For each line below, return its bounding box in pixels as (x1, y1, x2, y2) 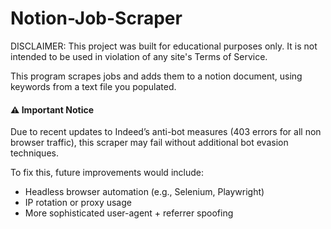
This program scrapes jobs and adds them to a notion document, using (10, 70, 303, 82)
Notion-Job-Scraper (10, 7, 183, 30)
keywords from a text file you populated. (10, 80, 177, 92)
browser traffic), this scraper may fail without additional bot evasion (10, 137, 289, 149)
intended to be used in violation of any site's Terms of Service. (10, 50, 268, 62)
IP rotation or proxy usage (24, 197, 132, 209)
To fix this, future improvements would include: (10, 167, 204, 179)
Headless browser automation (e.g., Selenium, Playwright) (24, 186, 265, 198)
